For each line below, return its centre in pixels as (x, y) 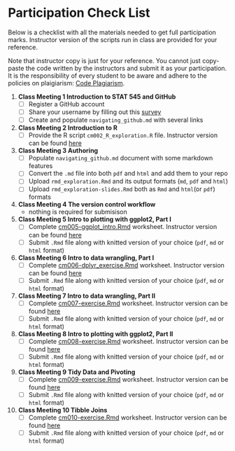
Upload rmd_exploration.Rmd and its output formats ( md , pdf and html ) (128, 181)
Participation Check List (79, 13)
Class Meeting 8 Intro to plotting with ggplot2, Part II (95, 333)
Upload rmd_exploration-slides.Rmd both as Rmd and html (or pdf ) (122, 189)
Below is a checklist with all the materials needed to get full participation (112, 32)
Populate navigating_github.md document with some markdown (121, 158)
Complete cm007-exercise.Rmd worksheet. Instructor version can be (128, 303)
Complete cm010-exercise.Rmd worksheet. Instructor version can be (128, 417)
